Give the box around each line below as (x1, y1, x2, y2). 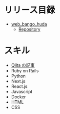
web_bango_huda (11, 21, 47, 27)
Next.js (11, 78, 26, 84)
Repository (18, 26, 40, 32)
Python (11, 73, 26, 79)
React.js (11, 83, 28, 89)
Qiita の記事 (11, 62, 35, 68)
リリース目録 (4, 4, 55, 16)
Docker (11, 94, 26, 100)
